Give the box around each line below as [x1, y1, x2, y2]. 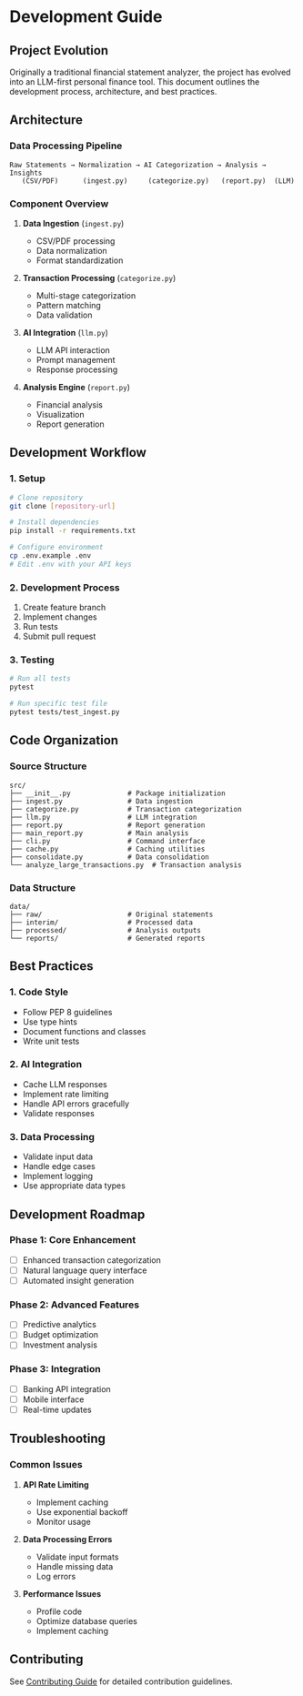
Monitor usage [35, 1516, 91, 1527]
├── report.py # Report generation [9, 821, 206, 830]
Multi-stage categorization [35, 289, 136, 301]
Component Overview [9, 197, 109, 210]
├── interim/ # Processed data [9, 917, 194, 927]
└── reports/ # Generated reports [9, 934, 206, 943]
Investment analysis [22, 1339, 98, 1350]
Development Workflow [9, 445, 147, 460]
